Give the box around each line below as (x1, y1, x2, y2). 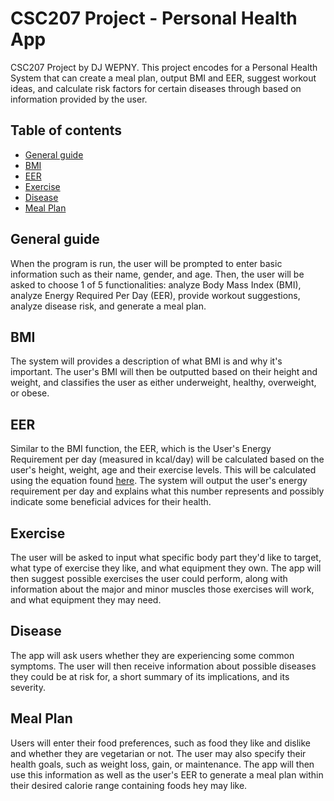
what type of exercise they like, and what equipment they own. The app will (10, 562, 322, 574)
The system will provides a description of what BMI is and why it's (10, 355, 283, 367)
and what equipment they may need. (10, 594, 162, 606)
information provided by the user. (10, 93, 148, 105)
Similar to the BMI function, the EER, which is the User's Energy (10, 443, 272, 455)
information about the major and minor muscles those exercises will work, (10, 583, 315, 595)
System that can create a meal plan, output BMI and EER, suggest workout (10, 72, 317, 84)
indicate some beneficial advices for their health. (10, 496, 212, 508)
